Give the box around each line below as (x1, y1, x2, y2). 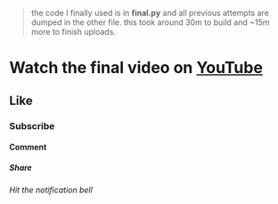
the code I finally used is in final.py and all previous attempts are (30, 8, 269, 18)
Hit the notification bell (9, 184, 94, 195)
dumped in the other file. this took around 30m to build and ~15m (30, 17, 270, 28)
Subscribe (9, 119, 55, 132)
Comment (9, 142, 47, 152)
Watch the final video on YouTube (9, 58, 263, 78)
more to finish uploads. (30, 27, 116, 37)
